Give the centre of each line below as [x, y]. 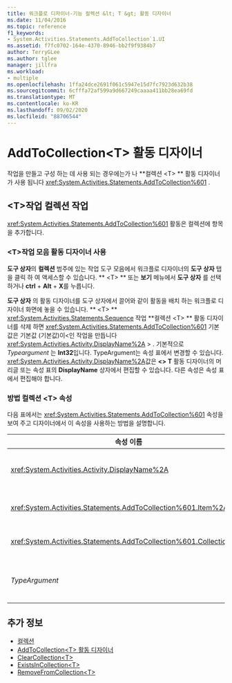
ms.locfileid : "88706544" [44, 116]
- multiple [23, 78]
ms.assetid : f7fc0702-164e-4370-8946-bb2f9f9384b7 [81, 46]
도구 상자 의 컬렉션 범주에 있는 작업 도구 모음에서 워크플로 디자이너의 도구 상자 [111, 268]
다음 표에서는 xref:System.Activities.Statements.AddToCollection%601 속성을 [115, 414]
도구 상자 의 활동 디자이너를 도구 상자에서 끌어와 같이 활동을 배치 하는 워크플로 [112, 300]
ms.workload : [26, 71]
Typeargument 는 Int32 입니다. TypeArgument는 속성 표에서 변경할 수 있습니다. [115, 352]
